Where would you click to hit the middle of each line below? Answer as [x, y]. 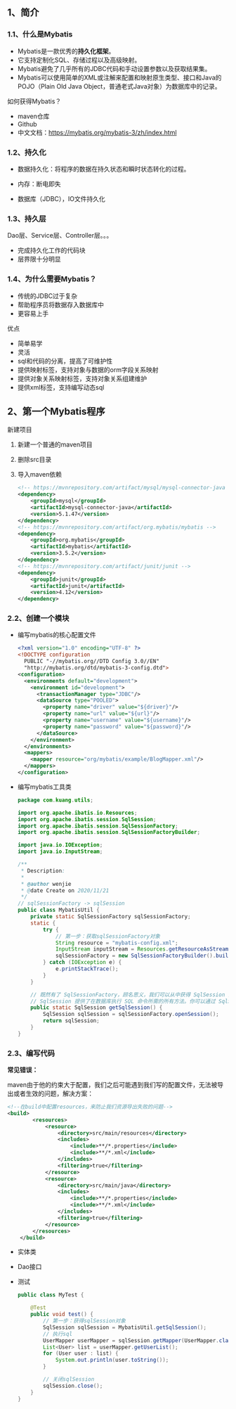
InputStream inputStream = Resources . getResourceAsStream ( [143, 949]
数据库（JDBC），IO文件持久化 [61, 198]
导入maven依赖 [39, 475]
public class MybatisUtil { [58, 910]
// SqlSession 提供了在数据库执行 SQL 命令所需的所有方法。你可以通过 [123, 1001]
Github [27, 124]
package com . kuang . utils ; [55, 800]
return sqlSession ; [71, 1021]
